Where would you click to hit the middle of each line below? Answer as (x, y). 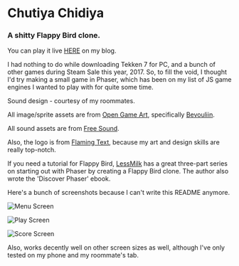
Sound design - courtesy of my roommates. (71, 101)
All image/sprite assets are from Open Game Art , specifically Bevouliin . (111, 115)
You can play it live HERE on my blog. (62, 50)
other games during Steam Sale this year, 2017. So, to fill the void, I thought (117, 72)
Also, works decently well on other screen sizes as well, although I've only (116, 248)
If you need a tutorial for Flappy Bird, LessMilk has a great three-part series (117, 164)
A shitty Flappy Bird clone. (54, 36)
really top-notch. (32, 150)
